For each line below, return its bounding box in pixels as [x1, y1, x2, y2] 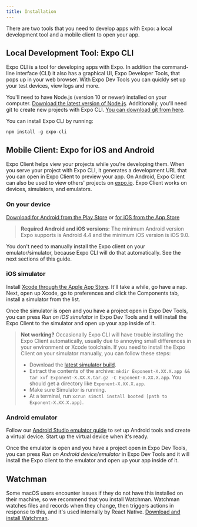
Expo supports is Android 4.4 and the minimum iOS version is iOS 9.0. [20, 231, 190, 238]
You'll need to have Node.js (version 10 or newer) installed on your [6, 94, 167, 101]
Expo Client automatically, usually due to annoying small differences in [20, 337, 192, 344]
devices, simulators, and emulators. [6, 186, 92, 193]
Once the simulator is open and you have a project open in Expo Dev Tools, [6, 307, 188, 314]
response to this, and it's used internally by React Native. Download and [6, 508, 181, 515]
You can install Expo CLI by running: [6, 118, 94, 125]
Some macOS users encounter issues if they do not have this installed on [6, 489, 183, 496]
